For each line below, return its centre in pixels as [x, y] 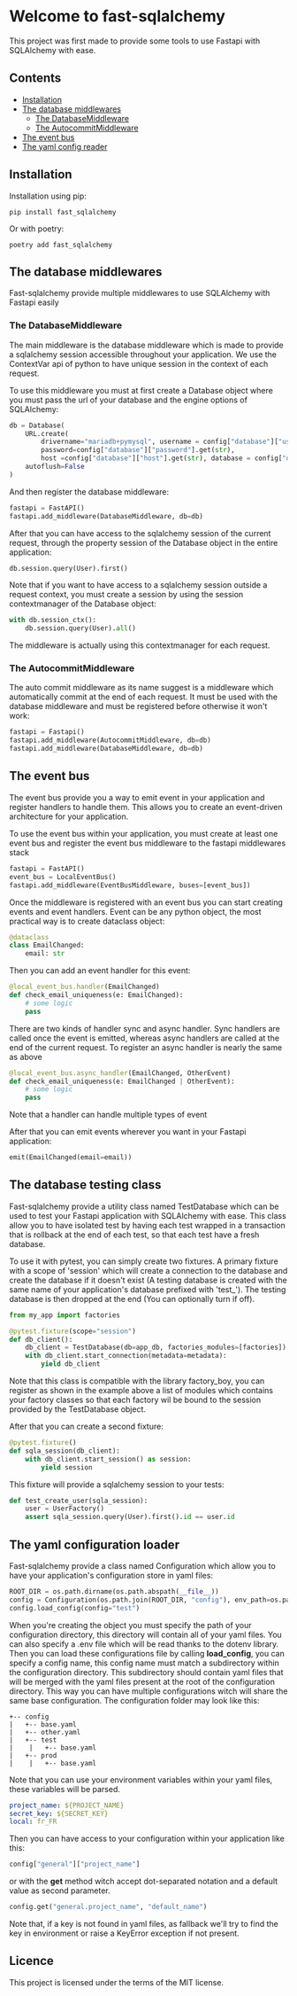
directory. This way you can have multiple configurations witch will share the [148, 1691]
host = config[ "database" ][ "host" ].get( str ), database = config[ [162, 458]
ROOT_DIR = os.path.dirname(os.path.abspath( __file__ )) [114, 1592]
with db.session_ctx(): [53, 620]
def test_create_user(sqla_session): [79, 1501]
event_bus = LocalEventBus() [63, 877]
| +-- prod [33, 1755]
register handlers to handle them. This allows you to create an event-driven [146, 807]
